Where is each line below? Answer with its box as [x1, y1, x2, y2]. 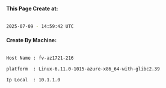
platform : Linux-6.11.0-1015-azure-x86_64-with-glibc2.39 [6, 66, 161, 72]
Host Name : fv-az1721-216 [6, 55, 74, 61]
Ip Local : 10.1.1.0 [6, 77, 61, 83]
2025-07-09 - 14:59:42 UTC [6, 24, 74, 30]
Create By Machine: [6, 36, 57, 43]
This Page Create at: [6, 5, 58, 12]
